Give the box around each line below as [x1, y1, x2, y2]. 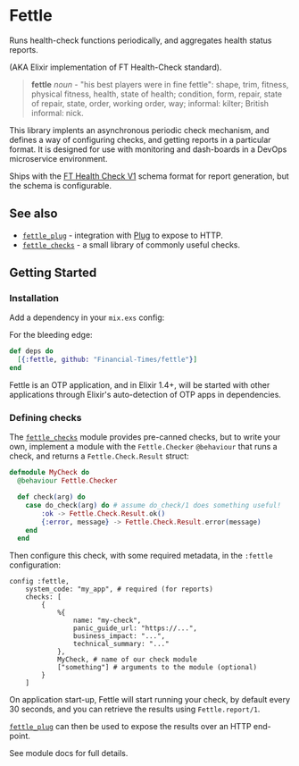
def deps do [9, 347, 54, 356]
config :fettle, [9, 577, 70, 586]
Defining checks [9, 411, 82, 424]
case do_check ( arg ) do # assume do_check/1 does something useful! [25, 501, 281, 509]
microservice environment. [9, 153, 108, 164]
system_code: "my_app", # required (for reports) [25, 585, 214, 594]
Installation [9, 292, 60, 305]
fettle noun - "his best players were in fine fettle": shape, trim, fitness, [30, 79, 289, 89]
